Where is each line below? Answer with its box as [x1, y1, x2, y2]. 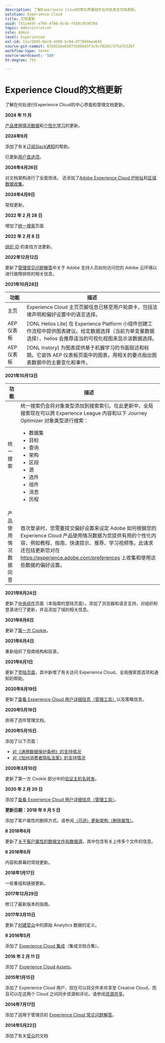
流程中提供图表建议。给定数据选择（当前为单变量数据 [31, 328, 155, 335]
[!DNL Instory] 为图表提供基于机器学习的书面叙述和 [27, 344, 144, 351]
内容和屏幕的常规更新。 [5, 859, 53, 865]
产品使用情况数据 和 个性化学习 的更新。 [5, 123, 82, 128]
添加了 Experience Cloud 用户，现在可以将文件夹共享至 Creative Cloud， [5, 985, 152, 991]
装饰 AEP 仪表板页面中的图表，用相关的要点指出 [41, 352, 152, 359]
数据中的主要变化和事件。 [31, 359, 91, 366]
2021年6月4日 [5, 638, 34, 644]
